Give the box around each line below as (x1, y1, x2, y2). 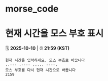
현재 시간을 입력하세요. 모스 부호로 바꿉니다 (5, 58, 85, 63)
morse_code (5, 3, 59, 15)
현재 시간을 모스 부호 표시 (5, 28, 104, 39)
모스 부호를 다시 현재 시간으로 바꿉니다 (5, 68, 76, 73)
